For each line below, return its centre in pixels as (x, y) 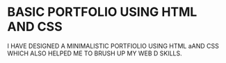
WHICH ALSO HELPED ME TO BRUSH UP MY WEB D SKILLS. (95, 53)
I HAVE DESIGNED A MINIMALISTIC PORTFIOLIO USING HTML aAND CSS (113, 46)
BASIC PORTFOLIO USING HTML (102, 12)
